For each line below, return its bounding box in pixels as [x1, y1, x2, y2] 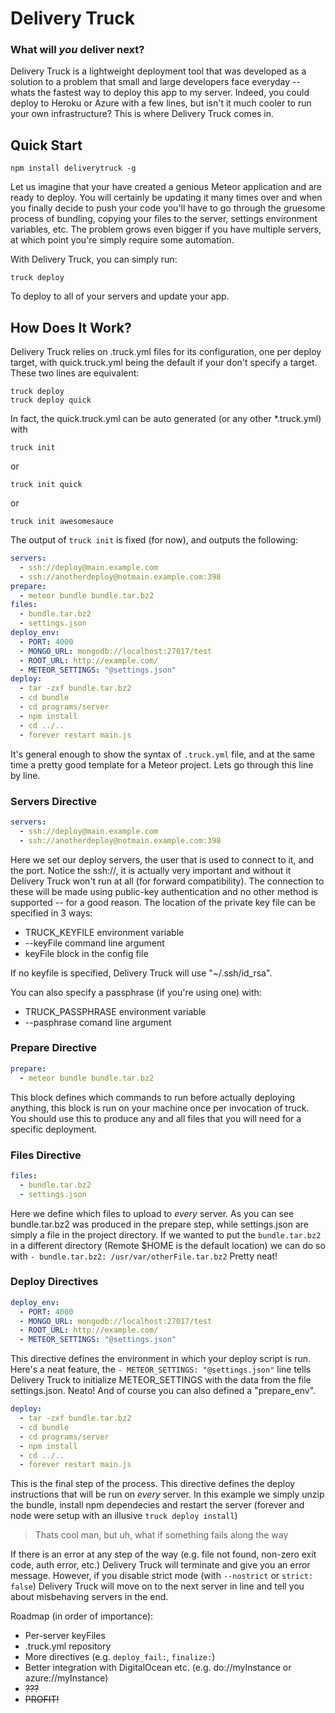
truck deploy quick [10, 395, 92, 406]
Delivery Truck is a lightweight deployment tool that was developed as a [10, 65, 307, 77]
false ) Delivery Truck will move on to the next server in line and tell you [10, 1580, 305, 1592]
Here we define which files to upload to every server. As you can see [10, 1207, 295, 1219]
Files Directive [10, 1148, 82, 1162]
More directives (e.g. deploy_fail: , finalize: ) [24, 1651, 216, 1663]
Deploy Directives [10, 1275, 99, 1289]
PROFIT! [24, 1693, 60, 1706]
